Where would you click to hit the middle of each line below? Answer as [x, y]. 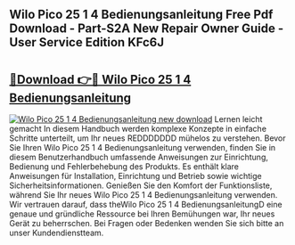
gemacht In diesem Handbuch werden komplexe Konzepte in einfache [138, 129]
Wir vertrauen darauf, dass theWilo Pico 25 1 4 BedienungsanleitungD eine [146, 204]
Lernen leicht [238, 119]
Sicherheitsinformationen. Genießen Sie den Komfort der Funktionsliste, [141, 185]
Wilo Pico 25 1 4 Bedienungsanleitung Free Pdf [141, 15]
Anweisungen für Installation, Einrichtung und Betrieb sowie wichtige [135, 176]
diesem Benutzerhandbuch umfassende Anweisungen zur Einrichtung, [139, 157]
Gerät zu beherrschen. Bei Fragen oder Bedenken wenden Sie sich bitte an [147, 223]
